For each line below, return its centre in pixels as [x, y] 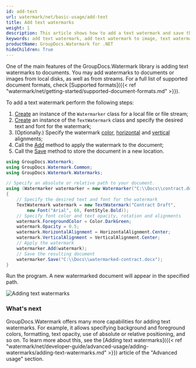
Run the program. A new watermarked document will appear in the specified [98, 276]
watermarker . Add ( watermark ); [52, 248]
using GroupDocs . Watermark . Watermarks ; [55, 173]
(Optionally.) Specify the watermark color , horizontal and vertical [92, 132]
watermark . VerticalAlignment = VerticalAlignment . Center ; [88, 238]
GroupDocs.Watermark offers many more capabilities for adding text [88, 321]
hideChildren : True [30, 50]
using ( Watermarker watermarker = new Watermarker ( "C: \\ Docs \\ [85, 189]
